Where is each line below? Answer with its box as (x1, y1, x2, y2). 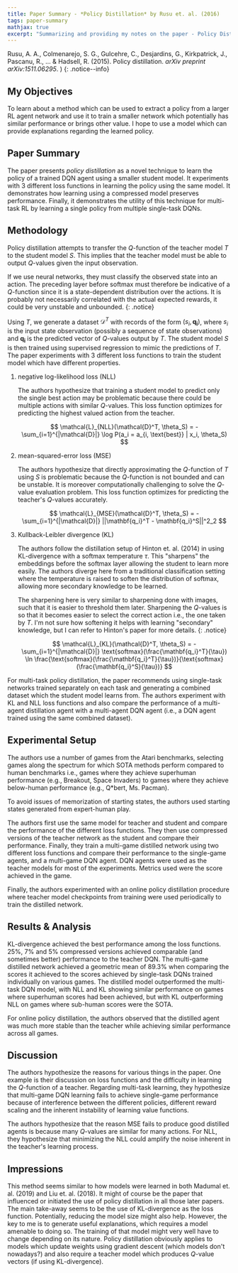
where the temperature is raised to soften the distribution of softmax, (17, 574, 220, 583)
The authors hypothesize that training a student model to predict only (17, 386, 220, 394)
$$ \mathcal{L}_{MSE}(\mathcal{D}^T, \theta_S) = (49, 509, 195, 517)
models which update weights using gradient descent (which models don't (7, 1242, 225, 1251)
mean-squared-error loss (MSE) (17, 451, 112, 460)
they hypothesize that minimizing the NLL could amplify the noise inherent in (7, 1134, 231, 1144)
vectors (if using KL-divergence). (7, 1257, 104, 1266)
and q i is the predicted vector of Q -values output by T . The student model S (7, 335, 229, 345)
